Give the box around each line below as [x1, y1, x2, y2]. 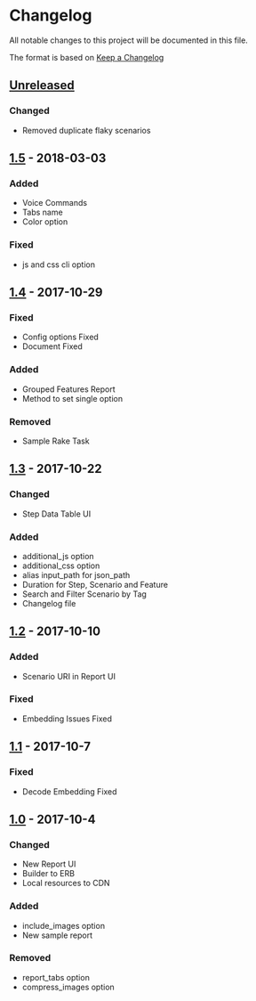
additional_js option [21, 550, 95, 561]
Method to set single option [21, 393, 123, 403]
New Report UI [21, 859, 76, 869]
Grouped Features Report [21, 384, 116, 395]
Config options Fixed [21, 331, 100, 343]
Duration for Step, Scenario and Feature [21, 579, 169, 590]
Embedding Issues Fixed [21, 713, 113, 724]
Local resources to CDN [21, 878, 110, 889]
